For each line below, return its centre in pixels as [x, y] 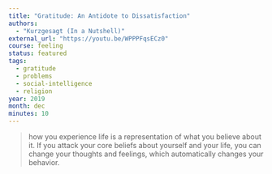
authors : [23, 23]
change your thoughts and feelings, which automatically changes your [146, 154]
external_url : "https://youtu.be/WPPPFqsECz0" [89, 38]
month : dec [27, 106]
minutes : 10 [28, 114]
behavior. [44, 162]
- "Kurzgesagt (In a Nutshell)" [71, 31]
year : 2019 [27, 99]
